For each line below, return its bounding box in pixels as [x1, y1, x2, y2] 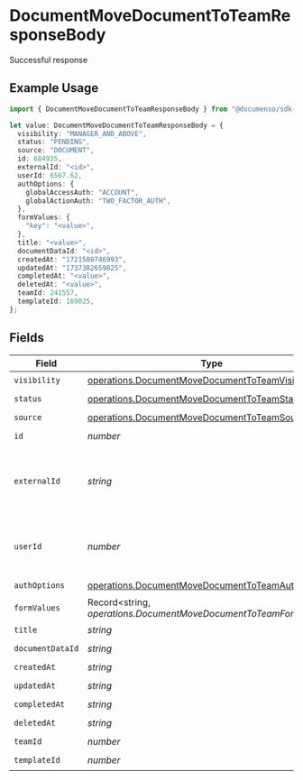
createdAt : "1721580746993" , [17, 254, 127, 264]
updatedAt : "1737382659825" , [17, 263, 127, 272]
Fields [9, 330, 45, 345]
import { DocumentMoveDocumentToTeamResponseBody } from [9, 105, 228, 114]
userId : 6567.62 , [17, 170, 83, 180]
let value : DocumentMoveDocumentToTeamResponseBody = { [9, 121, 224, 130]
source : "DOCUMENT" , [17, 146, 95, 155]
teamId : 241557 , [17, 289, 78, 298]
